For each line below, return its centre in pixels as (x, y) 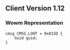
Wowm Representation (34, 23)
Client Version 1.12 (35, 8)
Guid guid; (26, 38)
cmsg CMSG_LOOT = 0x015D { (34, 33)
